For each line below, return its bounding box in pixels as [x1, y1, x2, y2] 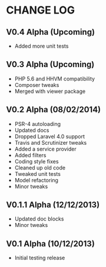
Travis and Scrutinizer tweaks [14, 139, 87, 146]
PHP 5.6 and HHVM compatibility [14, 75, 95, 82]
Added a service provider [14, 145, 77, 152]
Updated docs [14, 126, 49, 133]
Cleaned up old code [14, 164, 66, 171]
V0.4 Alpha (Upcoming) [6, 27, 95, 37]
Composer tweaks [14, 81, 59, 88]
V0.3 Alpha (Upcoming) [6, 59, 95, 69]
